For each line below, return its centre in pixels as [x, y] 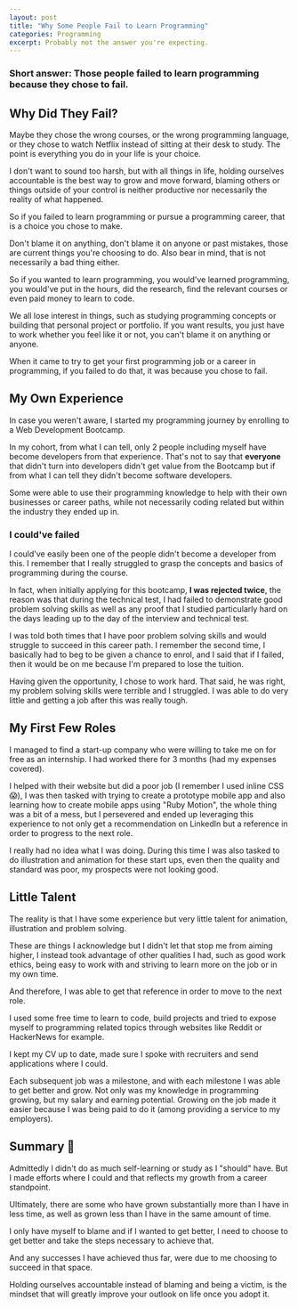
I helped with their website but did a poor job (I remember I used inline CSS [147, 785]
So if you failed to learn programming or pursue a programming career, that [147, 216]
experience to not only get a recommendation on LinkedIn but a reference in [149, 824]
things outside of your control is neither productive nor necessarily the [138, 190]
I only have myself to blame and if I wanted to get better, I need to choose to [149, 1231]
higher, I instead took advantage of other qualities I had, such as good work [148, 955]
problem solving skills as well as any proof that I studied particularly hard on [149, 609]
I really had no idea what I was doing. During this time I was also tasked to [145, 850]
